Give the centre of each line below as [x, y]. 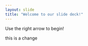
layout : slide [20, 10]
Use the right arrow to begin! [35, 28]
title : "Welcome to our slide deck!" [44, 14]
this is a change [21, 38]
